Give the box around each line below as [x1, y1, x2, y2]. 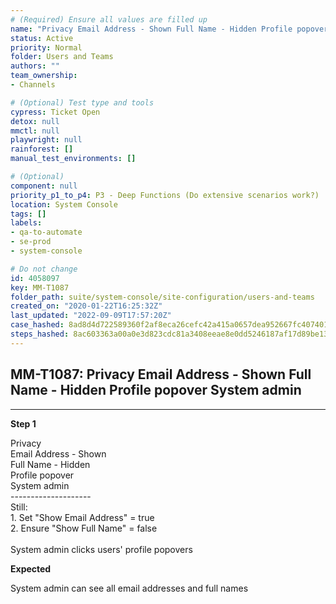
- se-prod [10, 237, 52, 247]
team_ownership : [10, 71, 78, 81]
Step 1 [10, 417, 37, 430]
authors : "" [10, 61, 60, 71]
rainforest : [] [10, 144, 74, 155]
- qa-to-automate [10, 227, 83, 238]
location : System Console [10, 199, 118, 210]
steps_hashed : [10, 329, 70, 339]
